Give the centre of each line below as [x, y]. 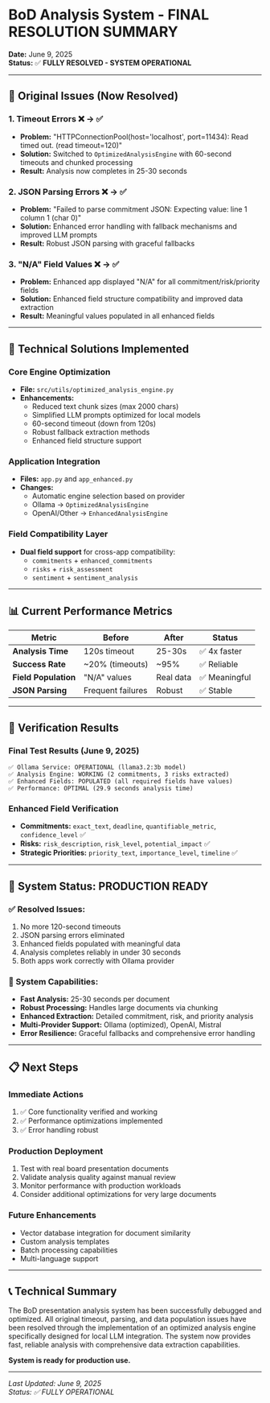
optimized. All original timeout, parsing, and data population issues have [127, 1319]
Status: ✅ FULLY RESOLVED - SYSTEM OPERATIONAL [100, 63]
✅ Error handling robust [59, 1129]
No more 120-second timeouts [70, 926]
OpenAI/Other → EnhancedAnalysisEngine [100, 514]
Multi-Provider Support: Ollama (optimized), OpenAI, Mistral [121, 1025]
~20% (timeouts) [116, 664]
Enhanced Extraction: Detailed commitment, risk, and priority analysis [137, 1017]
